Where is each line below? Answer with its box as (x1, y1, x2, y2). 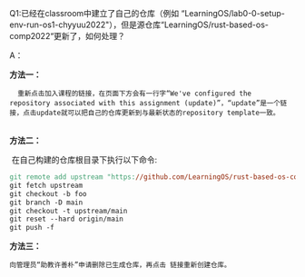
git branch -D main (9, 198, 84, 207)
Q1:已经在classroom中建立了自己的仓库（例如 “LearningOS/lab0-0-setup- (9, 8, 286, 18)
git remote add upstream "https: (9, 173, 136, 182)
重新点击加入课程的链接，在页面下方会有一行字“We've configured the (17, 89, 252, 98)
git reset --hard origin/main (9, 214, 124, 224)
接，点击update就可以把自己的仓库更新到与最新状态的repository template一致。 (9, 108, 280, 117)
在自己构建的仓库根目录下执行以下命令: (11, 154, 157, 165)
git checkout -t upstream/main (9, 206, 128, 215)
